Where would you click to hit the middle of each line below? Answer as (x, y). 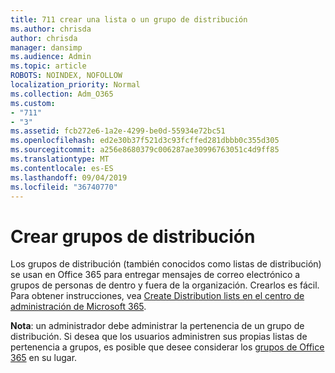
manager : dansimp (46, 47)
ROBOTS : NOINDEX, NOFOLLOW (66, 76)
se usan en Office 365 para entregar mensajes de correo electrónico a (155, 275)
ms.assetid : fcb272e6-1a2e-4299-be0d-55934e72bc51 (118, 131)
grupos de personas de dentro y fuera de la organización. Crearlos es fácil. (165, 285)
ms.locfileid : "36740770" (64, 187)
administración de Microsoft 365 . (78, 307)
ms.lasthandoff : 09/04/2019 (69, 177)
